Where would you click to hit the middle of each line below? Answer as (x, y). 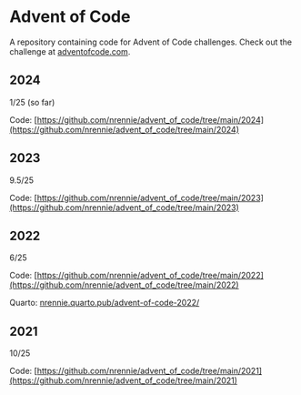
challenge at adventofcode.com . (70, 51)
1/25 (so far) (32, 102)
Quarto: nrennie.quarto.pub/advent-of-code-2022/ (105, 303)
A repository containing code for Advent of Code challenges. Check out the (151, 42)
